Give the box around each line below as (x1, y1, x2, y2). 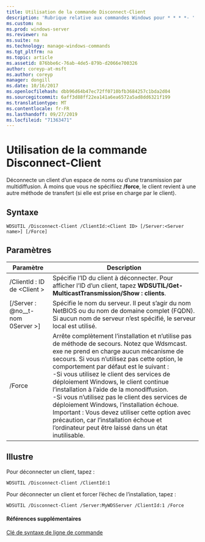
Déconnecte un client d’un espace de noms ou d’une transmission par (6, 177, 182, 184)
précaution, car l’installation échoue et (52, 416, 162, 424)
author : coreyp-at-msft (6, 65, 67, 72)
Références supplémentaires (6, 515, 81, 522)
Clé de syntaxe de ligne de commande (6, 529, 103, 536)
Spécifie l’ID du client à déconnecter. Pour (52, 273, 173, 282)
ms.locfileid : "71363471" (6, 117, 72, 123)
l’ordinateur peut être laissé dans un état (52, 423, 168, 431)
